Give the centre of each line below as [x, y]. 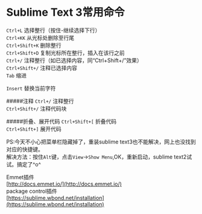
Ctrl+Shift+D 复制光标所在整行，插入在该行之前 [65, 52]
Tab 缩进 [17, 75]
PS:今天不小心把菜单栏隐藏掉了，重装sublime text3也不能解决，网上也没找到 [101, 142]
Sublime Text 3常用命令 [65, 12]
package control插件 [32, 191]
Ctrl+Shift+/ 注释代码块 [36, 109]
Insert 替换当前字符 [31, 88]
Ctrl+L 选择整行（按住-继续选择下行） [53, 30]
